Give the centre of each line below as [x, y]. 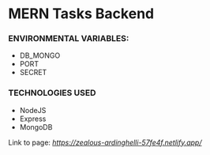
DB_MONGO [40, 55]
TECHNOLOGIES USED [52, 93]
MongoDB [36, 127]
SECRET [33, 73]
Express [33, 119]
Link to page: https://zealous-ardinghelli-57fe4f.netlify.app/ [105, 142]
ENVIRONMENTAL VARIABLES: [69, 39]
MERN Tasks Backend [81, 14]
